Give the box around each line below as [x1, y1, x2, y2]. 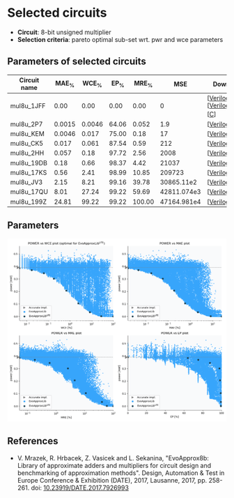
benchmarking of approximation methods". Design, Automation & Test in [17, 469, 225, 477]
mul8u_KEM [10, 129, 45, 137]
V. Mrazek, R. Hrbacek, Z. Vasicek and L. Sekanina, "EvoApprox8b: [17, 453, 209, 462]
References [7, 435, 58, 447]
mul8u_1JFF [10, 102, 46, 110]
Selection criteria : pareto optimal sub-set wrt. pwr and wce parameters [17, 35, 224, 43]
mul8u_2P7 [10, 120, 43, 128]
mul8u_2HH [10, 149, 45, 158]
